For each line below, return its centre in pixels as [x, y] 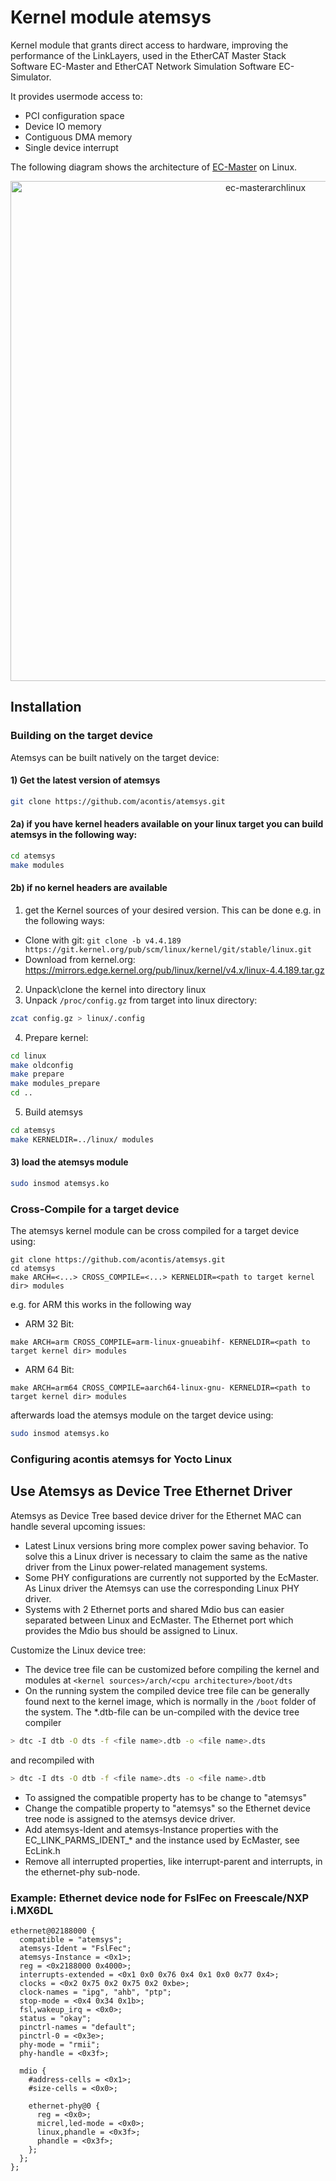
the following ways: [64, 920]
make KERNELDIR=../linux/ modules [82, 1139]
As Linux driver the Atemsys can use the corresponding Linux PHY [162, 1588]
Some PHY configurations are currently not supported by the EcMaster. [172, 1577]
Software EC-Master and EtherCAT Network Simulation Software [143, 66]
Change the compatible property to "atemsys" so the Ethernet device [167, 1808]
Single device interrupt [71, 147]
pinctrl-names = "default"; [78, 2027]
